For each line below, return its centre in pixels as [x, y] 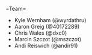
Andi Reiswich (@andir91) [46, 45]
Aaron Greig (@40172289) [47, 27]
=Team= [16, 9]
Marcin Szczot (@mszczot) [48, 39]
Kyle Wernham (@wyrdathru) [50, 20]
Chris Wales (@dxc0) [41, 33]
